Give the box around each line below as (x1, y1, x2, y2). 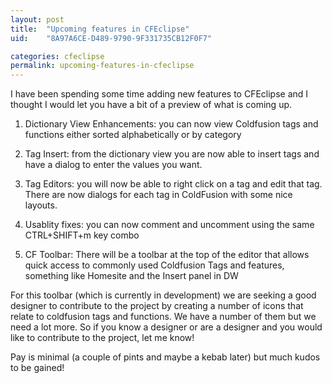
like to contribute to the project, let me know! (10, 332, 195, 344)
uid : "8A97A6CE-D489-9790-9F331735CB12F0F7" (10, 33, 213, 43)
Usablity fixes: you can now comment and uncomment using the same (24, 219, 315, 231)
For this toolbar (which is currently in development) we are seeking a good (10, 289, 317, 301)
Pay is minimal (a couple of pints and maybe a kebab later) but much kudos (10, 351, 321, 363)
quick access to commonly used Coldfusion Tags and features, (24, 259, 285, 271)
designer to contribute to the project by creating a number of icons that (10, 300, 304, 312)
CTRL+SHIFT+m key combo (24, 229, 140, 241)
